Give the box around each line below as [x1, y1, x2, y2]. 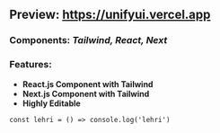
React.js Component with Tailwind [22, 78, 154, 89]
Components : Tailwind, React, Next [9, 34, 168, 47]
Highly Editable [22, 98, 81, 109]
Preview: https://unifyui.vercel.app [9, 7, 211, 22]
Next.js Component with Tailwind [22, 88, 150, 99]
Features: [9, 58, 52, 71]
